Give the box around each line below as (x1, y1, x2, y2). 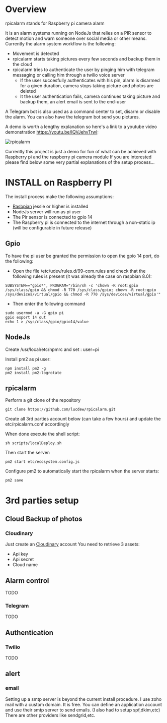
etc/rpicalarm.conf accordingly (5, 421, 69, 427)
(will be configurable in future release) (12, 224, 92, 230)
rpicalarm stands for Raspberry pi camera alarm (5, 20, 105, 26)
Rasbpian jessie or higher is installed (12, 203, 89, 209)
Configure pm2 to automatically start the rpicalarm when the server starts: (5, 468, 159, 474)
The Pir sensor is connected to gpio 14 (12, 214, 93, 220)
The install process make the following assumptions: (5, 193, 114, 200)
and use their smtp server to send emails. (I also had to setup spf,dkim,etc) (5, 707, 160, 713)
